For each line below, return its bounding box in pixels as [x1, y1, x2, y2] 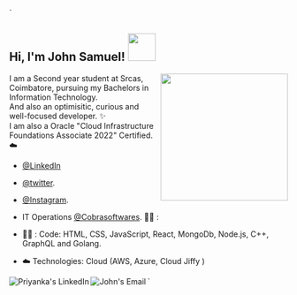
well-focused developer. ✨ [9, 110, 106, 121]
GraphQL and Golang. [21, 238, 102, 248]
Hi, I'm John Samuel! [9, 49, 126, 64]
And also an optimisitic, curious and [9, 101, 140, 111]
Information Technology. [9, 92, 99, 102]
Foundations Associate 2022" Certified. [9, 130, 153, 140]
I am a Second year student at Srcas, [9, 72, 144, 83]
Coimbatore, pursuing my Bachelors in [9, 82, 149, 93]
